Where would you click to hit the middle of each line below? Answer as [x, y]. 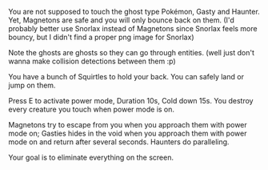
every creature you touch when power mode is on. [91, 109]
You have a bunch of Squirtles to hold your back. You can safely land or [126, 77]
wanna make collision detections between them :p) [92, 61]
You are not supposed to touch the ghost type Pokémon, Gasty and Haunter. [134, 12]
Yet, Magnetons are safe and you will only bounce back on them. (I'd [121, 20]
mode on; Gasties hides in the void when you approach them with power [128, 133]
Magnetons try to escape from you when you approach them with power [128, 125]
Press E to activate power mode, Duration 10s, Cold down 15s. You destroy [131, 101]
